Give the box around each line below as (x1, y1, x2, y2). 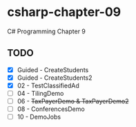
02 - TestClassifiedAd (17, 81, 79, 90)
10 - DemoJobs (17, 112, 61, 121)
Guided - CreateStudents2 (17, 74, 93, 82)
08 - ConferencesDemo (17, 105, 85, 113)
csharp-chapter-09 (7, 4, 122, 20)
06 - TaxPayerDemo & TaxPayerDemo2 (17, 97, 129, 105)
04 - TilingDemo (17, 89, 64, 97)
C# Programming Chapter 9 (7, 27, 86, 35)
